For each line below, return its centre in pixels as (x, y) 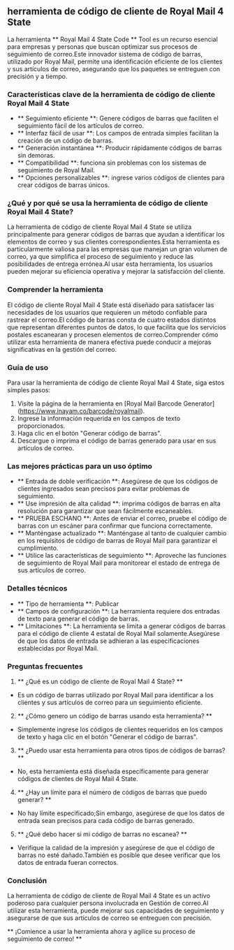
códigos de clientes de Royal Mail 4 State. (78, 778)
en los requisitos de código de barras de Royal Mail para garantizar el (117, 541)
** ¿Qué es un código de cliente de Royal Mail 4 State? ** (100, 681)
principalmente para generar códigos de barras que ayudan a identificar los (116, 235)
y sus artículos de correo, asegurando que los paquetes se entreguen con (114, 68)
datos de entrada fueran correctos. (68, 862)
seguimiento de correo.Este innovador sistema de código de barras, (105, 54)
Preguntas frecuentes (45, 666)
